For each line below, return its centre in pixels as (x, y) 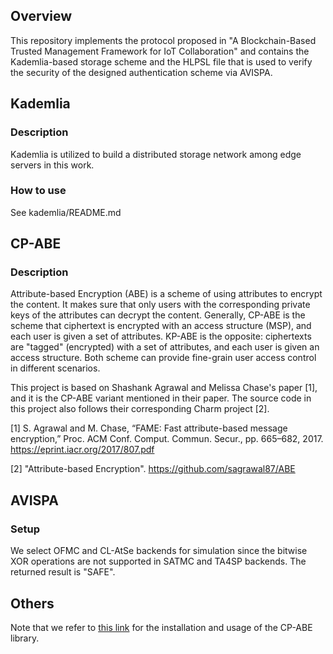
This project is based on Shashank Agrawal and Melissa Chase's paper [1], (164, 388)
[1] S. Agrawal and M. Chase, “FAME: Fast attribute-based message (149, 428)
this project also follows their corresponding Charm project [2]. (140, 409)
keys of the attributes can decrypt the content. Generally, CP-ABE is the (158, 315)
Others (32, 603)
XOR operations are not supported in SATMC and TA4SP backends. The (158, 561)
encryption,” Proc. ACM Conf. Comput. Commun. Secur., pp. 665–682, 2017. (167, 439)
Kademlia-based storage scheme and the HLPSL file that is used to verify (161, 61)
